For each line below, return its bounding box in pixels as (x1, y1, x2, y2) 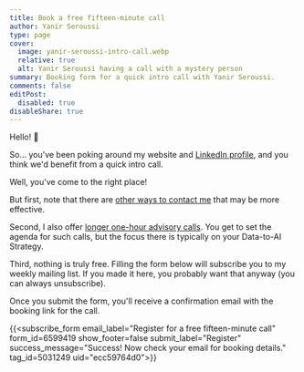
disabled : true (17, 98, 76, 108)
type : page (9, 30, 51, 39)
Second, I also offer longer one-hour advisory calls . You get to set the (9, 222, 272, 232)
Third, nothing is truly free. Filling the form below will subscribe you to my (9, 259, 287, 270)
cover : (9, 38, 35, 48)
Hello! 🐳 (9, 131, 39, 142)
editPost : (9, 89, 47, 98)
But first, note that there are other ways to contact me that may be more (9, 194, 280, 205)
